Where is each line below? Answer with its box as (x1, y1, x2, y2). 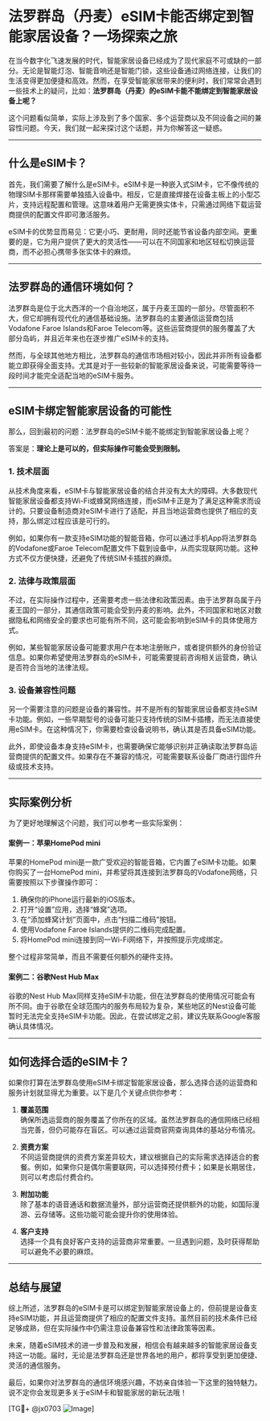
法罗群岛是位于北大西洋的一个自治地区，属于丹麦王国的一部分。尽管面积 (8, 303, 247, 312)
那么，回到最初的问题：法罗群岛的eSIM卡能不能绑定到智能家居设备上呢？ (8, 427, 251, 436)
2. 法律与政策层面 (8, 575, 76, 586)
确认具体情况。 (8, 1022, 58, 1031)
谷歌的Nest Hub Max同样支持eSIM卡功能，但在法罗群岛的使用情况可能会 (8, 991, 249, 1001)
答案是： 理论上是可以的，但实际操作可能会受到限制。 (8, 444, 185, 453)
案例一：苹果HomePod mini (8, 838, 100, 848)
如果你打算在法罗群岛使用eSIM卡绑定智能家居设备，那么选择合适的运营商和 (8, 1078, 258, 1088)
